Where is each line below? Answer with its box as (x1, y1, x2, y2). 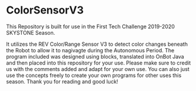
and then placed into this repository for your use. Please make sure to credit (6, 59, 191, 66)
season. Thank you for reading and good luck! (6, 77, 119, 85)
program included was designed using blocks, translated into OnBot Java (6, 53, 184, 60)
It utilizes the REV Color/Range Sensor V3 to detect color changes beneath (6, 41, 188, 48)
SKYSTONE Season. (6, 29, 55, 36)
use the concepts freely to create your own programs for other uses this (6, 72, 182, 79)
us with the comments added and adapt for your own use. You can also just (6, 65, 190, 72)
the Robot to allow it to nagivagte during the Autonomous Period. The (6, 46, 175, 53)
